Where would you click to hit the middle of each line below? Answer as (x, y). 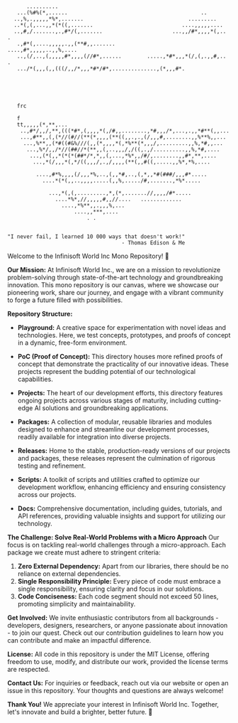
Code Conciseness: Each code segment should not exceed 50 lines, (118, 596)
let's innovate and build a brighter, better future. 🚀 (80, 712)
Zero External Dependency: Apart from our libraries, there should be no (123, 566)
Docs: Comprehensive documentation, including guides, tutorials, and (120, 508)
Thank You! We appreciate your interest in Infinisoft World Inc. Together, (113, 704)
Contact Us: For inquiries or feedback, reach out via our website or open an (118, 683)
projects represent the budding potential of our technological (107, 371)
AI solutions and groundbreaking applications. (101, 408)
